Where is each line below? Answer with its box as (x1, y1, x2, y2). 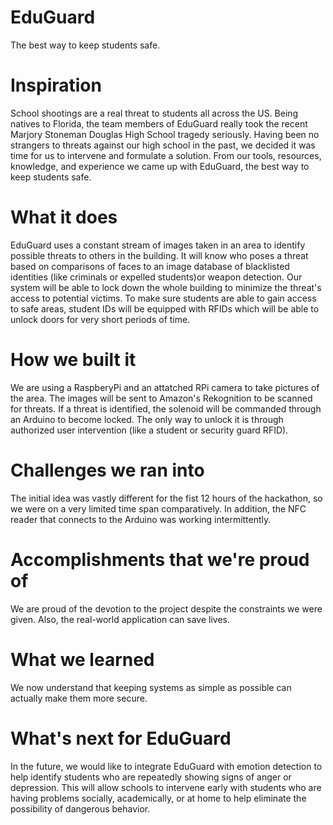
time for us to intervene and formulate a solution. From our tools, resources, (10, 149, 322, 161)
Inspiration (10, 74, 102, 97)
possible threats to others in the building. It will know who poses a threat (10, 249, 309, 261)
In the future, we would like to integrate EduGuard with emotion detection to (10, 760, 323, 772)
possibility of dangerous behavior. (10, 802, 151, 815)
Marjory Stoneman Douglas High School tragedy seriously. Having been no (10, 128, 320, 140)
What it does (10, 206, 118, 229)
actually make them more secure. (10, 692, 148, 704)
